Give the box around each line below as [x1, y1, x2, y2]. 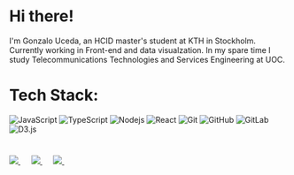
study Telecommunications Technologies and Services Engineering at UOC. [9, 54, 286, 65]
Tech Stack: [9, 86, 99, 105]
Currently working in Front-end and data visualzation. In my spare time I [9, 44, 272, 55]
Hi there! [9, 6, 74, 27]
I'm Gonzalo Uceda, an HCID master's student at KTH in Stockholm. [9, 35, 257, 46]
